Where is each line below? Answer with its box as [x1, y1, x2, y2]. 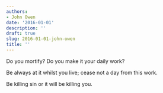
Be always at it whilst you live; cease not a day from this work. [6, 69, 158, 76]
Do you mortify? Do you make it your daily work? [6, 57, 125, 65]
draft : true [6, 31, 36, 36]
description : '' [6, 25, 46, 31]
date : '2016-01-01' [6, 19, 55, 25]
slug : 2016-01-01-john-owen [6, 36, 76, 42]
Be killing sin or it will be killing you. [6, 80, 93, 87]
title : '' [6, 42, 31, 48]
